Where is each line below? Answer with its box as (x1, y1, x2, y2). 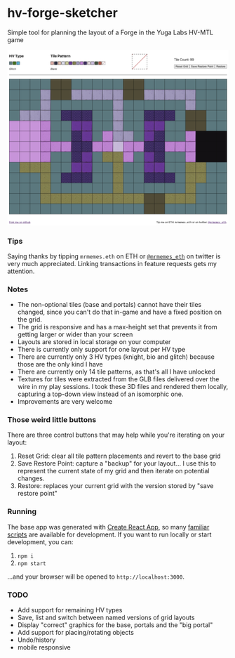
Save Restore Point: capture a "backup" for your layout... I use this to (17, 459, 216, 468)
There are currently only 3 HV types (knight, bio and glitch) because (17, 353, 215, 361)
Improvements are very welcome (17, 397, 113, 406)
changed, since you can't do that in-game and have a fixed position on (17, 308, 222, 317)
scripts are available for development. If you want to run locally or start (7, 530, 212, 539)
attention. (7, 267, 35, 275)
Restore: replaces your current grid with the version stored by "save (17, 482, 214, 490)
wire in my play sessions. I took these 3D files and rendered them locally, (17, 383, 229, 391)
